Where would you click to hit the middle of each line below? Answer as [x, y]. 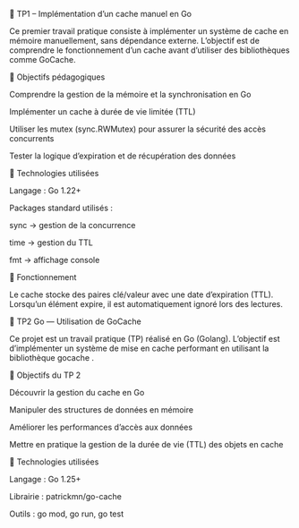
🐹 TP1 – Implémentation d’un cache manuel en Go [101, 14]
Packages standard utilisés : [61, 208]
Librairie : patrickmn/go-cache [66, 496]
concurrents [32, 138]
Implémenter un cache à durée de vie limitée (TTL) [103, 111]
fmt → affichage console [55, 260]
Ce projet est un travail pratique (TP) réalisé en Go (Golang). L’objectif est [145, 339]
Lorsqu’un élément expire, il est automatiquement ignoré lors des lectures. [146, 304]
